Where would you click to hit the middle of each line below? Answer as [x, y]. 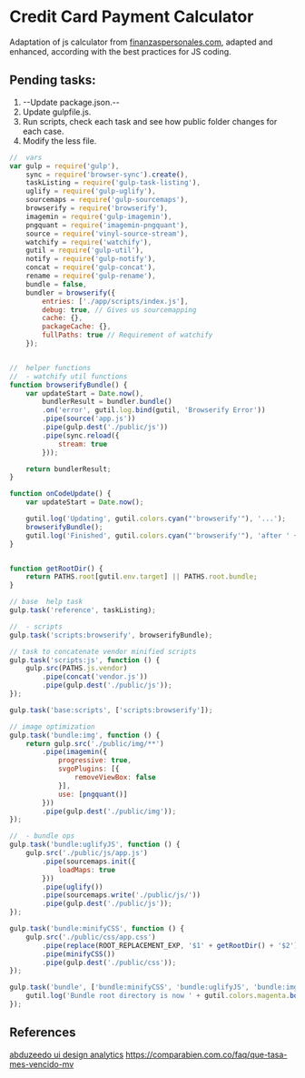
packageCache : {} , [77, 327]
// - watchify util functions [69, 376]
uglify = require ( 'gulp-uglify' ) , [91, 191]
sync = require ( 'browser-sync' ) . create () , [107, 175]
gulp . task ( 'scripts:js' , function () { [85, 660]
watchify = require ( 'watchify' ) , [89, 242]
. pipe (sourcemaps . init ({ [89, 861]
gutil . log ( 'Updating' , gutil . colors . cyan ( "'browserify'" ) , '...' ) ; [156, 519]
